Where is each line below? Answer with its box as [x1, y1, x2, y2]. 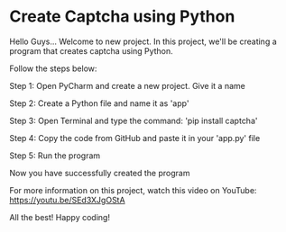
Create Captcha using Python [9, 6, 235, 27]
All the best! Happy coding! [9, 211, 111, 222]
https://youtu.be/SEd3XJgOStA [9, 194, 125, 205]
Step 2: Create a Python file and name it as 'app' [9, 97, 189, 109]
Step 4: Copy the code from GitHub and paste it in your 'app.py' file [9, 132, 261, 143]
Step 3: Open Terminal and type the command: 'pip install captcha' [9, 115, 258, 126]
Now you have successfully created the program [9, 167, 190, 178]
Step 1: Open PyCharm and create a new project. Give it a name [9, 80, 245, 91]
